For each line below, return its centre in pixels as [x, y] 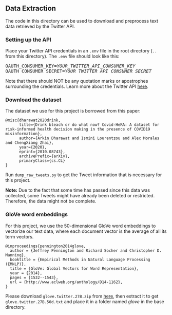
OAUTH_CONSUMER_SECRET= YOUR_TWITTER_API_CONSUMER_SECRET [79, 71]
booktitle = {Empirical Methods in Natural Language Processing [80, 260]
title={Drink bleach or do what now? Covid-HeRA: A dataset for [89, 125]
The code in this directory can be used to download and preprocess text [82, 21]
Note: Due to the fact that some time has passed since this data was [78, 190]
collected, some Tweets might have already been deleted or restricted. [80, 196]
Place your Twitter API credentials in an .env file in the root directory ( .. [81, 51]
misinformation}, [24, 134]
